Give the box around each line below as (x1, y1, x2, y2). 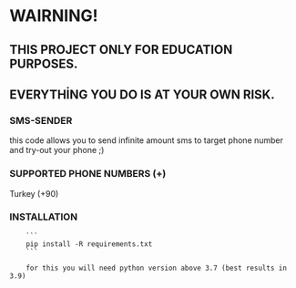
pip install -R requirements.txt (26, 239, 153, 249)
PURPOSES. (9, 56, 78, 71)
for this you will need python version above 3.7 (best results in (26, 263, 287, 273)
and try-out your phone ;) (9, 145, 105, 156)
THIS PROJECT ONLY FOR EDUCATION (9, 42, 233, 57)
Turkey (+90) (9, 188, 59, 199)
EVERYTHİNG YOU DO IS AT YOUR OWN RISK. (9, 87, 275, 102)
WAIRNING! (9, 5, 98, 26)
